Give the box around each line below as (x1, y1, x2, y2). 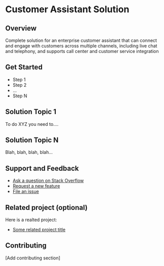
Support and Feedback (5, 164, 79, 173)
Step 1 (12, 76, 26, 83)
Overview (5, 24, 37, 33)
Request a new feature (12, 183, 60, 189)
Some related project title (12, 227, 66, 233)
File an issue (12, 189, 39, 195)
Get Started (5, 63, 43, 72)
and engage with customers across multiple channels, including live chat (5, 43, 157, 49)
